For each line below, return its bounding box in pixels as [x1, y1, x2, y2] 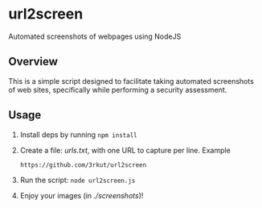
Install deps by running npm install [19, 130, 138, 139]
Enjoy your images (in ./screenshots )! [19, 190, 144, 200]
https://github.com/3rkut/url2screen [19, 160, 147, 169]
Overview [8, 55, 59, 69]
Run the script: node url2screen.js [19, 175, 136, 185]
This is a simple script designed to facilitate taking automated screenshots [8, 76, 255, 85]
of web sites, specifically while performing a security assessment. [8, 85, 227, 94]
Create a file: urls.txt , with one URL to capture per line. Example [19, 145, 231, 155]
